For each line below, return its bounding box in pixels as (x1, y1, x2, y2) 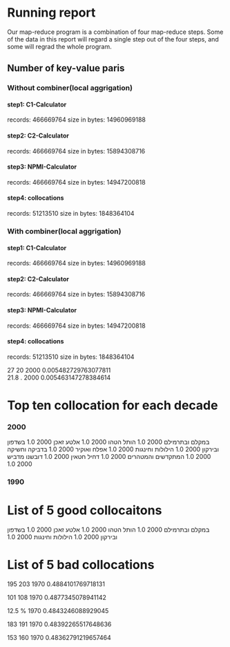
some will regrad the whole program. (7, 42, 112, 50)
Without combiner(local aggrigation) (7, 83, 133, 93)
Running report (7, 5, 96, 21)
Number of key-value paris (7, 62, 125, 74)
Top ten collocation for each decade (7, 397, 218, 413)
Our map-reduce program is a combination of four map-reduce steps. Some (7, 28, 224, 36)
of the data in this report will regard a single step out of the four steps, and (7, 35, 219, 43)
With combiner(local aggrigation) (7, 226, 122, 236)
